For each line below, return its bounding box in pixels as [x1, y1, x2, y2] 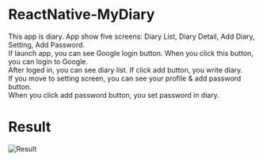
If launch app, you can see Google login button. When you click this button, [8, 48, 253, 58]
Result [8, 118, 51, 136]
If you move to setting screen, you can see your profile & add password [8, 73, 242, 83]
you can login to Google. [8, 57, 89, 66]
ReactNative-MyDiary [8, 6, 155, 24]
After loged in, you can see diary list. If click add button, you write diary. [8, 65, 243, 74]
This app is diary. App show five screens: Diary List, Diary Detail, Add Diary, [8, 32, 255, 41]
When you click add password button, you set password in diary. [8, 90, 219, 99]
